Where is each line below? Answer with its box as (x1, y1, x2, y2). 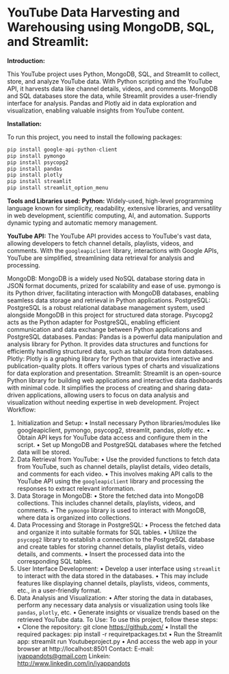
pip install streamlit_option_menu (7, 184, 109, 191)
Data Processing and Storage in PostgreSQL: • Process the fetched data (16, 521, 221, 529)
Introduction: (7, 56, 46, 64)
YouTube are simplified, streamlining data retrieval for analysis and (7, 254, 195, 262)
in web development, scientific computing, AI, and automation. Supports (7, 211, 211, 220)
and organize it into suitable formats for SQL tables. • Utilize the (16, 528, 197, 536)
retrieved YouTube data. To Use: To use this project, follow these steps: (16, 616, 218, 624)
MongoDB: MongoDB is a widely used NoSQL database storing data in (7, 274, 205, 282)
